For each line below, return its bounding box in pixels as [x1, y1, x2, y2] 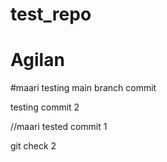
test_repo [10, 3, 92, 26]
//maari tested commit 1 [10, 121, 108, 133]
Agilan [10, 49, 65, 72]
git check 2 [10, 140, 57, 152]
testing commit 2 [10, 101, 80, 113]
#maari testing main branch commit [10, 82, 157, 94]
